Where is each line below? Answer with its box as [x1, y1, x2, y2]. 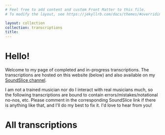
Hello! [5, 51, 30, 62]
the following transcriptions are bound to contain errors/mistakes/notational [5, 92, 158, 98]
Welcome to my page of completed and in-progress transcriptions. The [5, 67, 149, 73]
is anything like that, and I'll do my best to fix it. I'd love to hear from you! [5, 102, 152, 108]
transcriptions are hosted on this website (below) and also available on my [5, 72, 156, 78]
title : [5, 30, 19, 35]
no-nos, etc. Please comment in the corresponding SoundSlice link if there [5, 97, 156, 103]
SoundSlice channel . [5, 77, 47, 83]
